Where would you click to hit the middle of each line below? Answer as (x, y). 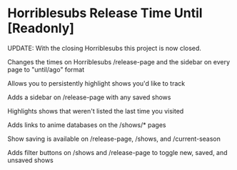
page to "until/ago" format (46, 69)
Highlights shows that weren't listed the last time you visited (96, 111)
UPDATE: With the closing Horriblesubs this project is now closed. (105, 48)
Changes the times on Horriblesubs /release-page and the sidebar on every (119, 61)
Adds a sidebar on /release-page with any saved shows (89, 97)
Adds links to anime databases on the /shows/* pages (87, 125)
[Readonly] (41, 28)
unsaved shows (30, 160)
